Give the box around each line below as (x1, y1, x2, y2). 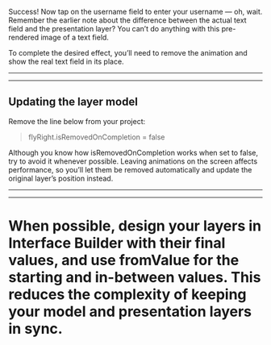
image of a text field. (40, 32, 109, 42)
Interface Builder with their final (8, 234, 226, 252)
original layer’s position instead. (8, 173, 114, 183)
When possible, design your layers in (8, 217, 262, 235)
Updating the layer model (8, 95, 139, 109)
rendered (8, 32, 39, 42)
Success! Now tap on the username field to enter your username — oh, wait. (8, 7, 263, 16)
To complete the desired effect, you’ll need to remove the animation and (8, 48, 248, 57)
